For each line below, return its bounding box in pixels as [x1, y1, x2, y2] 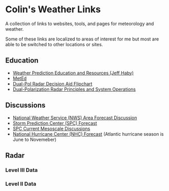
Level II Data [5, 180, 37, 187]
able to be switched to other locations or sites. [5, 41, 103, 47]
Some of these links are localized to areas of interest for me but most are [5, 36, 159, 42]
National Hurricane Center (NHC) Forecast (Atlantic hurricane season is [12, 131, 164, 137]
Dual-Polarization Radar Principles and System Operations [12, 86, 136, 92]
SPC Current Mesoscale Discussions [12, 125, 91, 132]
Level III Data [5, 166, 38, 174]
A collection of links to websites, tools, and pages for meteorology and [5, 20, 154, 27]
